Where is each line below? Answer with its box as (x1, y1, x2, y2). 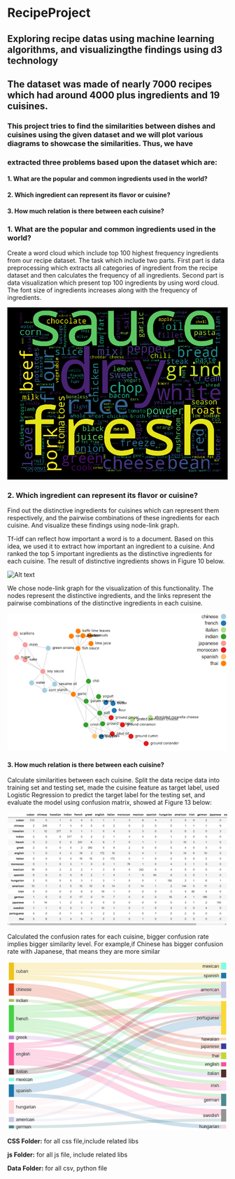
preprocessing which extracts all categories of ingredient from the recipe (7, 264, 218, 272)
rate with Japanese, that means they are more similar (7, 948, 161, 956)
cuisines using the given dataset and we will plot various (7, 129, 204, 139)
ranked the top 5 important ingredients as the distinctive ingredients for (7, 550, 213, 558)
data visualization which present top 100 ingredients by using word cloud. (7, 278, 220, 287)
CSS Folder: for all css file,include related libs (7, 1137, 138, 1145)
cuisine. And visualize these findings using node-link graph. (7, 521, 180, 529)
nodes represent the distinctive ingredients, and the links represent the (7, 592, 211, 600)
